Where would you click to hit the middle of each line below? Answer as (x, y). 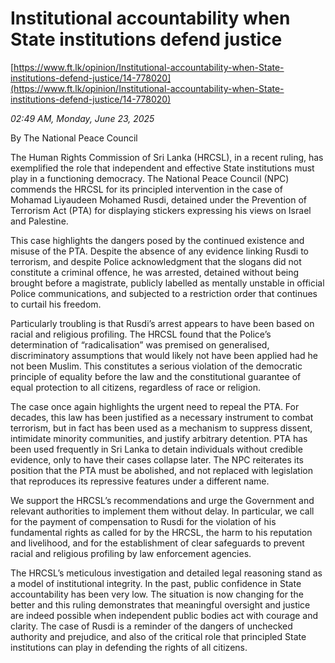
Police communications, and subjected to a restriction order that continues (164, 293)
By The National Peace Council (74, 138)
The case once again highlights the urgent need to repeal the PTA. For (155, 406)
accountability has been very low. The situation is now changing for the (157, 594)
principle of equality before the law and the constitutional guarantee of (156, 376)
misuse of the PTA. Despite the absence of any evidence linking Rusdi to (160, 251)
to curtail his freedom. (56, 304)
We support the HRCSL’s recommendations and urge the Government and (162, 500)
